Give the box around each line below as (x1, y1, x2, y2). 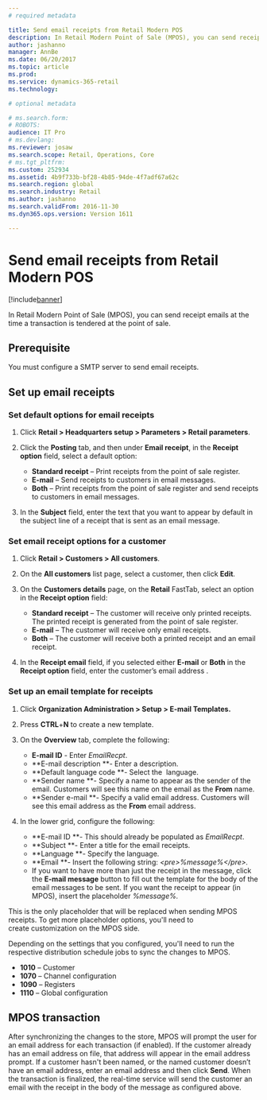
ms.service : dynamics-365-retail (8, 77, 119, 86)
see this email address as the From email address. (31, 801, 196, 810)
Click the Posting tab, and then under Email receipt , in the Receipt (19, 443, 239, 453)
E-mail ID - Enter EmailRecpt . (31, 750, 128, 760)
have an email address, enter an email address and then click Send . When (8, 1066, 251, 1075)
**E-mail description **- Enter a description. (31, 759, 179, 768)
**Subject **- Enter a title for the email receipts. (31, 840, 191, 849)
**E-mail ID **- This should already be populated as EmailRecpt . (31, 832, 245, 842)
